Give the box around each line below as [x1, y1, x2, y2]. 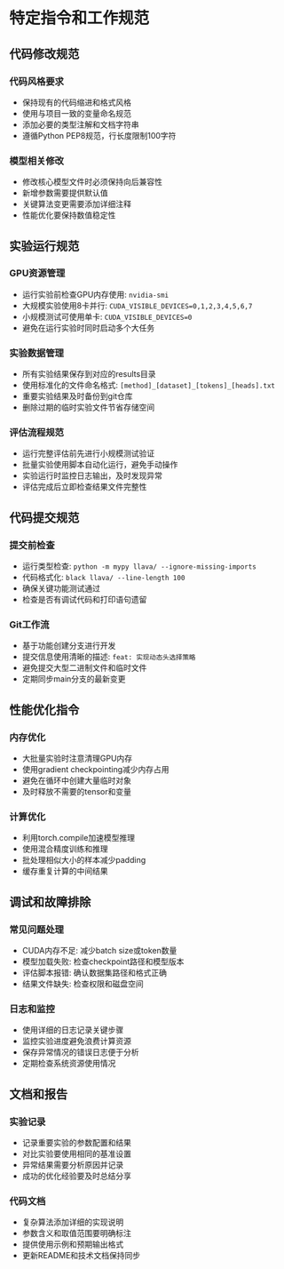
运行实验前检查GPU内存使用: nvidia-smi [21, 289, 170, 299]
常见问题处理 [9, 923, 65, 936]
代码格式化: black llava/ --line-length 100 [21, 572, 185, 583]
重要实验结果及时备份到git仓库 [21, 391, 133, 402]
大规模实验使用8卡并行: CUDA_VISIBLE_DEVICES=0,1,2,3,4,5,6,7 [21, 299, 253, 311]
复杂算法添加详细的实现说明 [21, 1217, 124, 1227]
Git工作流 [9, 619, 50, 631]
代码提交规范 [9, 510, 80, 525]
